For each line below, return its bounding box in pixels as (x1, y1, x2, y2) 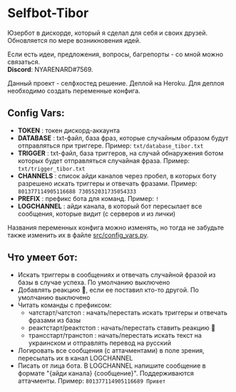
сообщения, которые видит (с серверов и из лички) (17, 209, 176, 218)
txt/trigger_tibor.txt (17, 165, 86, 172)
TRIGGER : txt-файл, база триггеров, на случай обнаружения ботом (17, 148, 224, 158)
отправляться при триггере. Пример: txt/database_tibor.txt (17, 141, 204, 150)
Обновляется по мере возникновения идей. (7, 36, 141, 44)
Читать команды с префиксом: (17, 301, 112, 309)
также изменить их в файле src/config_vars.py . (7, 230, 149, 239)
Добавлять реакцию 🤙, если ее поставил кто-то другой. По (17, 285, 200, 294)
